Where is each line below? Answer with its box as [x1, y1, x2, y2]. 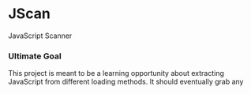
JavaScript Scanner [8, 31, 73, 40]
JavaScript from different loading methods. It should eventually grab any [8, 77, 244, 87]
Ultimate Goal [8, 51, 62, 62]
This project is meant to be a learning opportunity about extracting [8, 69, 225, 78]
